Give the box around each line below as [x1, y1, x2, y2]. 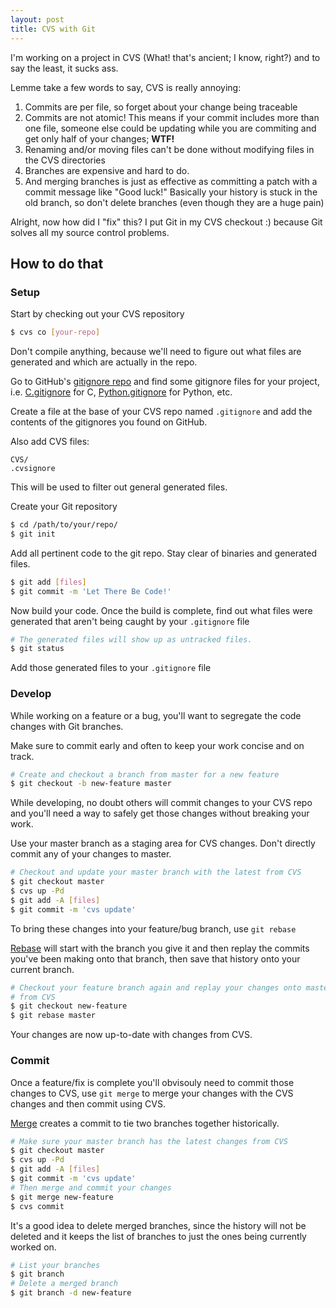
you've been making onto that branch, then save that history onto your [10, 952, 301, 965]
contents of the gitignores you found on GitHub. [10, 416, 208, 428]
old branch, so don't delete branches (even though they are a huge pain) [24, 196, 325, 208]
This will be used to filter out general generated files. [10, 481, 228, 493]
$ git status [10, 644, 65, 654]
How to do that [10, 255, 104, 272]
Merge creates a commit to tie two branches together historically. [10, 1117, 280, 1129]
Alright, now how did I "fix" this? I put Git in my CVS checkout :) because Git [10, 216, 323, 228]
